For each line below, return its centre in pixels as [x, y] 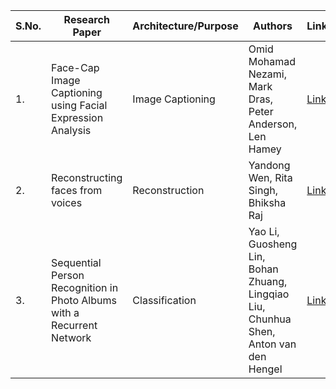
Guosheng [273, 244]
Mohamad [272, 61]
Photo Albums [84, 300]
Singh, [263, 190]
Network [71, 337]
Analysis [71, 130]
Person [68, 275]
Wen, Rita [270, 177]
